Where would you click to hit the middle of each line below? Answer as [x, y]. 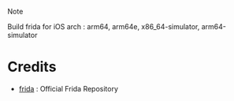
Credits [32, 67]
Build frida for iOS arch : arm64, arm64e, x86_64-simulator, [104, 26]
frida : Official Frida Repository [69, 88]
